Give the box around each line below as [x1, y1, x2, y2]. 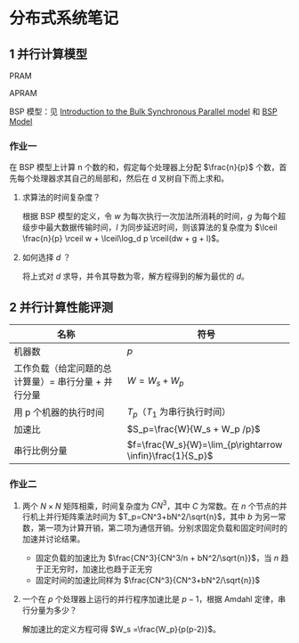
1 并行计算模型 [9, 46, 88, 61]
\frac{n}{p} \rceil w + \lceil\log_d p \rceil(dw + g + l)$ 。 [21, 233, 224, 244]
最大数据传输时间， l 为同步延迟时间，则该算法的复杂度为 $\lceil [45, 222, 278, 232]
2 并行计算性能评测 [9, 299, 114, 314]
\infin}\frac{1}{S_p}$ [126, 450, 214, 462]
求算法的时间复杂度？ [21, 192, 101, 203]
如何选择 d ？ [21, 252, 71, 263]
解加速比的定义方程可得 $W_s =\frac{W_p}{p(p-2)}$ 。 [21, 624, 221, 635]
